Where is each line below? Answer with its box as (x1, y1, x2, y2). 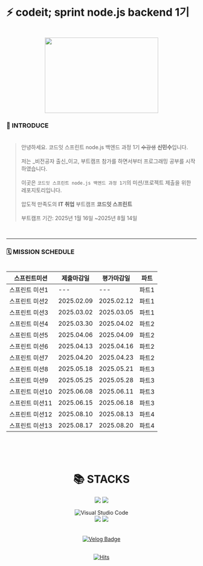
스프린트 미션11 (9, 399, 53, 407)
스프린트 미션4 (9, 319, 48, 328)
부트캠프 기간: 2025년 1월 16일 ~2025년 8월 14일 (21, 214, 138, 221)
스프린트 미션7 (9, 354, 48, 362)
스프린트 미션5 (9, 331, 48, 339)
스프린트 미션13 (9, 421, 53, 430)
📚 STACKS (73, 472, 130, 486)
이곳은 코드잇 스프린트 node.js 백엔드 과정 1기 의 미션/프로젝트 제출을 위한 (21, 179, 192, 186)
